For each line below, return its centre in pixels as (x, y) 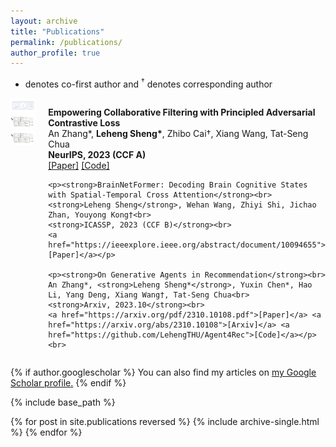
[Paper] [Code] (79, 165)
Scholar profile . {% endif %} (68, 382)
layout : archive (44, 21)
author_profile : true (55, 53)
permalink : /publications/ (66, 42)
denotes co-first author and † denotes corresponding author (148, 83)
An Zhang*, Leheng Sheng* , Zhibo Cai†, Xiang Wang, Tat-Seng (178, 133)
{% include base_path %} (63, 402)
